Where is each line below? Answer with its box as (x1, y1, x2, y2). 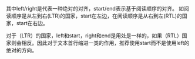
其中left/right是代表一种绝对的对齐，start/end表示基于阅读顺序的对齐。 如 (6, 5, 184, 12)
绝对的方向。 (6, 47, 37, 54)
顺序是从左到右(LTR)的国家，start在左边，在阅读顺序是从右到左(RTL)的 (11, 12, 182, 19)
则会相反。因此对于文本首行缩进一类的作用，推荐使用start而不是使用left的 (11, 40, 190, 46)
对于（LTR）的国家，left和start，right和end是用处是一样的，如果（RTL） (6, 32, 182, 39)
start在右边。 (16, 20, 48, 26)
